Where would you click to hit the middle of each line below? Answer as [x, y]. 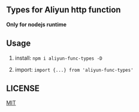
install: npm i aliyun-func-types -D [59, 58]
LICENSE [23, 89]
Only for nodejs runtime [37, 24]
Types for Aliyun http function [64, 10]
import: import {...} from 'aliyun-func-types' [74, 69]
